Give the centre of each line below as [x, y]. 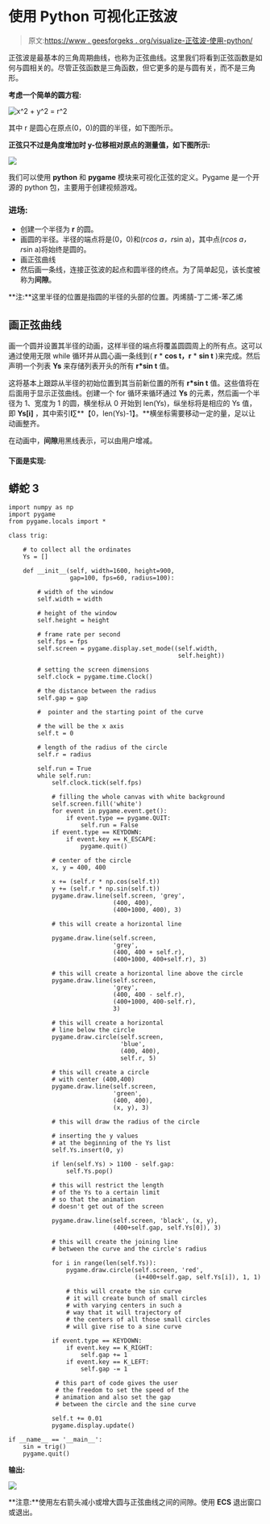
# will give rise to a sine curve [124, 1327]
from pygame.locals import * [57, 521]
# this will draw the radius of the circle [125, 1122]
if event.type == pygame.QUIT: [118, 819]
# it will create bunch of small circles [136, 1299]
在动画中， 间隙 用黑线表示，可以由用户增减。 [83, 441]
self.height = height [74, 621]
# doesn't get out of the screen [107, 1207]
